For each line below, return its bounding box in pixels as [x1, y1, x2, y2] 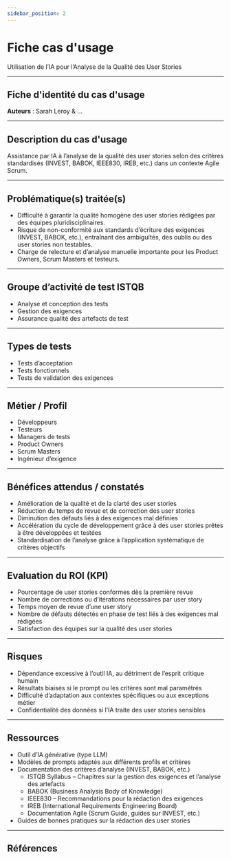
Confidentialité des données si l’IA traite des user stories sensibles [16, 706, 206, 714]
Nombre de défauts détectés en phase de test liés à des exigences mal [16, 610, 219, 618]
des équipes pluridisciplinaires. [16, 218, 105, 226]
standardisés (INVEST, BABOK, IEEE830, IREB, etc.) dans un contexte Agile [7, 159, 220, 167]
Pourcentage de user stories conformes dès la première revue [16, 588, 194, 596]
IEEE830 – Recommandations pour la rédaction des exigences [27, 794, 203, 803]
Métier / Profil [7, 400, 67, 412]
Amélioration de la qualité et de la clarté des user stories [16, 500, 177, 508]
